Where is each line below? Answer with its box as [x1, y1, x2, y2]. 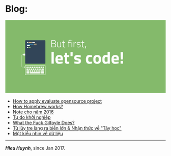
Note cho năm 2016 [12, 109, 54, 115]
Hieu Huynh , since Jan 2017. [5, 145, 66, 151]
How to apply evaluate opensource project [12, 98, 102, 104]
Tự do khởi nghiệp [12, 114, 51, 120]
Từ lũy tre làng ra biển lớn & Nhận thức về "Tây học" [12, 125, 122, 131]
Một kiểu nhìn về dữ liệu [12, 130, 64, 136]
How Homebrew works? [12, 103, 64, 109]
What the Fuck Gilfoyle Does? [12, 119, 75, 126]
